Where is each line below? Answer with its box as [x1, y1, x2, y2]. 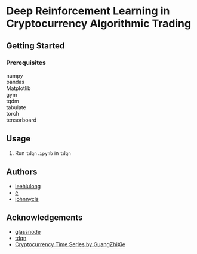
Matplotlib [6, 85, 31, 92]
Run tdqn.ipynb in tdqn [14, 149, 72, 156]
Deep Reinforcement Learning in [6, 4, 170, 18]
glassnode [14, 228, 41, 236]
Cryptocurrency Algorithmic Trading [6, 17, 192, 30]
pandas [6, 78, 25, 85]
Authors [6, 167, 38, 177]
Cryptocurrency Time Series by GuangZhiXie [14, 241, 125, 248]
